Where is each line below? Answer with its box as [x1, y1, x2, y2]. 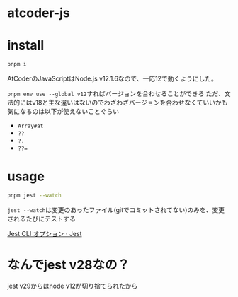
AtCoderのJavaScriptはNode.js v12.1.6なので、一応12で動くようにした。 [7, 74, 217, 83]
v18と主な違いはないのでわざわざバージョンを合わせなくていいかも [31, 98, 228, 107]
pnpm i [7, 61, 27, 68]
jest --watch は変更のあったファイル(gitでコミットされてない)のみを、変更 [7, 205, 225, 214]
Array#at [17, 122, 44, 129]
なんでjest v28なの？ [7, 257, 130, 273]
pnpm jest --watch [7, 192, 62, 199]
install [7, 37, 45, 54]
